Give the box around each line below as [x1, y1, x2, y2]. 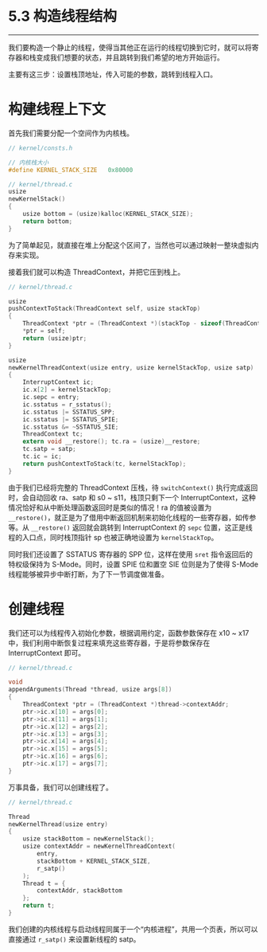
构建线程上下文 [8, 100, 106, 119]
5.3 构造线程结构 [8, 7, 118, 25]
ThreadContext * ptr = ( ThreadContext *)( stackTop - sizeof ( [22, 319, 226, 327]
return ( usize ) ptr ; [22, 334, 87, 343]
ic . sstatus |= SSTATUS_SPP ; [22, 408, 115, 416]
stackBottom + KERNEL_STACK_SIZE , [37, 857, 151, 865]
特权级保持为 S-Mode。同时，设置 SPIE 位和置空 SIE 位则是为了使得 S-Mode [8, 559, 259, 569]
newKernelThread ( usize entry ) [8, 820, 109, 829]
